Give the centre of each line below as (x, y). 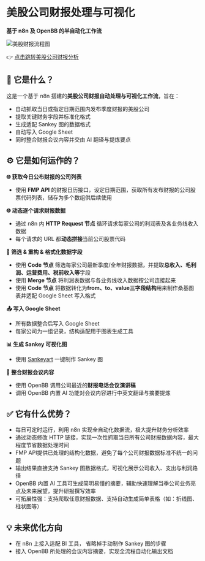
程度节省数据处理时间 (42, 445)
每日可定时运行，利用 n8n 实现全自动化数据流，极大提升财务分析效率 (102, 430)
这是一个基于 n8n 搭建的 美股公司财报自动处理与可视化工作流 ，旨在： (93, 96)
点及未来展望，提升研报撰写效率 (55, 491)
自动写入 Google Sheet (44, 132)
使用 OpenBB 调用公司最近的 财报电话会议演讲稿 (75, 385)
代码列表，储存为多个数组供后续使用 (66, 197)
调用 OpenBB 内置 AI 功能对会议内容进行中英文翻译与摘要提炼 (93, 392)
